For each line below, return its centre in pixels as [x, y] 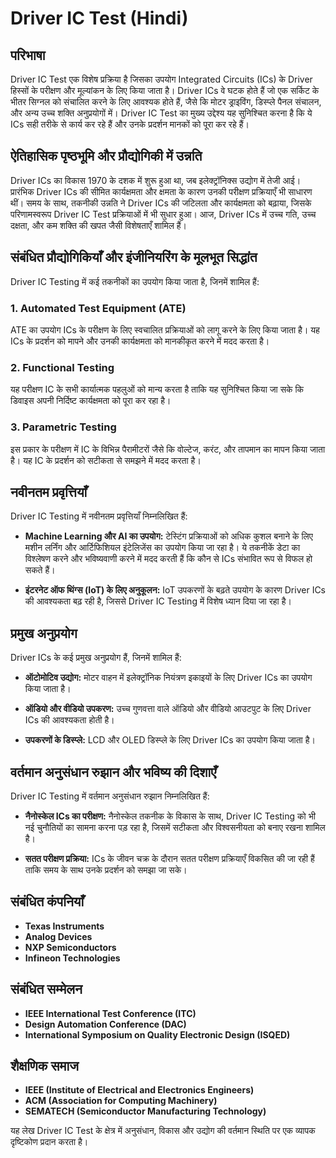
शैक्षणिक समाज [44, 1065]
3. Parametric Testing [63, 427]
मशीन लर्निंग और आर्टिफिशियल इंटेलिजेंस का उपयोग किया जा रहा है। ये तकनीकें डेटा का [162, 548]
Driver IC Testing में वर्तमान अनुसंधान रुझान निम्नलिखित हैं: [110, 796]
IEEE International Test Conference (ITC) [110, 1013]
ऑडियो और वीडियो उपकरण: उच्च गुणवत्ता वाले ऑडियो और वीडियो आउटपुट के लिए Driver [168, 709]
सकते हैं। [40, 570]
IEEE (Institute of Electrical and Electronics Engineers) [139, 1090]
